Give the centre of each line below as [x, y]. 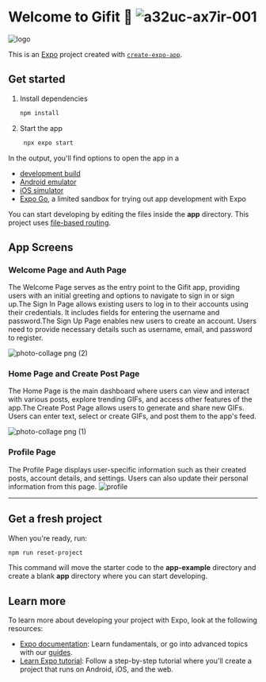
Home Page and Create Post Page [74, 374]
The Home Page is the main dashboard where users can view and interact [129, 391]
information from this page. [53, 486]
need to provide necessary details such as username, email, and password [130, 329]
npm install [39, 113]
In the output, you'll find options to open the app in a [94, 158]
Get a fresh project [55, 519]
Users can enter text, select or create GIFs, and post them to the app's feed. [133, 416]
